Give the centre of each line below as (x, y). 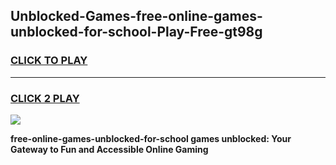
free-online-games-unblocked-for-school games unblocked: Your (151, 138)
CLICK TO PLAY (49, 61)
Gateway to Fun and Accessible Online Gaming (109, 149)
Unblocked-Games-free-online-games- (136, 16)
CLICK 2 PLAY (45, 98)
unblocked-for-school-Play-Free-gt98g (136, 32)
